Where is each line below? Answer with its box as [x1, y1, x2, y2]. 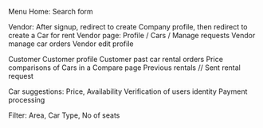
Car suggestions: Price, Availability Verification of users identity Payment [8, 87, 248, 96]
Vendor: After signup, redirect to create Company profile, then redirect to [8, 22, 248, 31]
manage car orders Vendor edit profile [8, 39, 134, 48]
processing [8, 95, 45, 104]
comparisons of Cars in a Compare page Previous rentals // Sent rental [8, 63, 241, 72]
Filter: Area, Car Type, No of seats [8, 111, 120, 120]
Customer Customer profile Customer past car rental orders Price [8, 55, 223, 64]
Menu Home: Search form [8, 7, 93, 16]
